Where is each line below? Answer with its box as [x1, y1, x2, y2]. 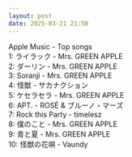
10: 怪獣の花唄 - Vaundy [8, 139, 88, 149]
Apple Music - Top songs [8, 41, 93, 51]
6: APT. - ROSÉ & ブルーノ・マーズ [8, 100, 124, 110]
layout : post [8, 11, 53, 20]
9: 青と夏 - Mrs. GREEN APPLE [8, 129, 111, 138]
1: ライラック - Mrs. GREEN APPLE [8, 51, 123, 61]
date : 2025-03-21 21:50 [8, 19, 89, 28]
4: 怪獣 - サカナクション [8, 80, 89, 90]
